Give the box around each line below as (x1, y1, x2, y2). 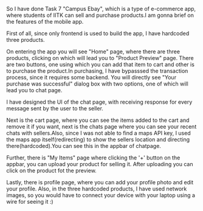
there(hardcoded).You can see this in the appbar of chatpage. (6, 142, 161, 149)
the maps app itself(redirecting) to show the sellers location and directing (6, 136, 190, 143)
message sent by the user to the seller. (6, 105, 103, 112)
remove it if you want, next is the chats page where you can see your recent (6, 123, 197, 130)
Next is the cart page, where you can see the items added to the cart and (6, 116, 190, 124)
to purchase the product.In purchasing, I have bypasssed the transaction (6, 67, 188, 75)
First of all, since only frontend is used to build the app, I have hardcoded (6, 30, 190, 37)
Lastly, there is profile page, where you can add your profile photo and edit (6, 179, 193, 186)
